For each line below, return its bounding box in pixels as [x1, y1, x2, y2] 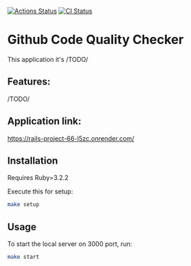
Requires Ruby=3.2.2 [7, 174, 69, 182]
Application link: [7, 115, 82, 127]
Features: [7, 75, 51, 88]
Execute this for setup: [7, 187, 73, 196]
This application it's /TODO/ [7, 55, 89, 63]
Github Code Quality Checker [7, 32, 184, 48]
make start [7, 253, 40, 261]
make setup [7, 201, 40, 208]
